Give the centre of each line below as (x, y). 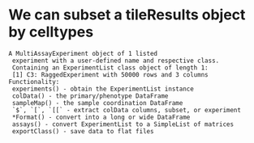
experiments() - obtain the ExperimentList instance (103, 89)
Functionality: (34, 82)
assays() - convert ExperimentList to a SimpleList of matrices (123, 124)
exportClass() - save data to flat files (83, 131)
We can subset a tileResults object (127, 15)
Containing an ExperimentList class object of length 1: (110, 67)
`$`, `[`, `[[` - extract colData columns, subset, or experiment (127, 110)
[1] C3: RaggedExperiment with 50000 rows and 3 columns (110, 74)
